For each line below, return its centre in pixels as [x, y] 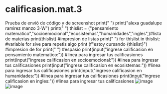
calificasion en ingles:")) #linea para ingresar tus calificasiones [70, 81]
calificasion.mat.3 [44, 9]
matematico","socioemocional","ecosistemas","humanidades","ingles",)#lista [83, 33]
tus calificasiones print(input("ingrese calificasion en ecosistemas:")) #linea [83, 65]
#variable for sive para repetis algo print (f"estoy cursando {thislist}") [76, 44]
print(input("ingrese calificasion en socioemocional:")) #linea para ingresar [82, 60]
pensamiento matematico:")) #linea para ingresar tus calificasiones [74, 54]
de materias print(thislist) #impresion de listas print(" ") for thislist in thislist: [83, 39]
